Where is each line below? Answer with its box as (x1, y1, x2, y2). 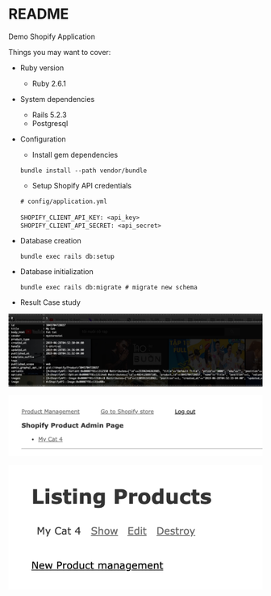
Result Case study (19, 297, 81, 307)
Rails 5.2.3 (31, 110, 67, 120)
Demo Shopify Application (8, 32, 95, 41)
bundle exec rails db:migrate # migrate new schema (19, 283, 198, 291)
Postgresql (31, 118, 69, 128)
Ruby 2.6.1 (31, 78, 66, 88)
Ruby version (19, 62, 65, 73)
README (8, 5, 69, 23)
